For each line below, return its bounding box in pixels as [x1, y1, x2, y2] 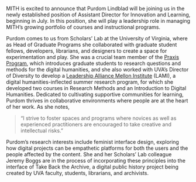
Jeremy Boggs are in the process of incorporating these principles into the [6, 157, 186, 164]
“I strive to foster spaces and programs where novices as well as [20, 115, 177, 122]
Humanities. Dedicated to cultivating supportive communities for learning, [6, 91, 184, 98]
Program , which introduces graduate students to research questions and [6, 60, 181, 67]
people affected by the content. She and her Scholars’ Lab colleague [6, 151, 172, 157]
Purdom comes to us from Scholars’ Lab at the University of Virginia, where [6, 35, 188, 42]
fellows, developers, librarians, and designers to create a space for [6, 47, 167, 54]
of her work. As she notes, [6, 104, 70, 110]
